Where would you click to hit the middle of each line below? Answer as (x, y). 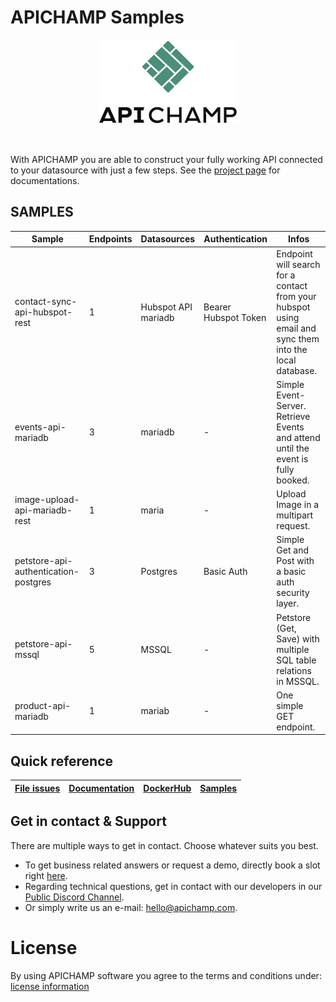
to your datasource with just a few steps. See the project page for (145, 170)
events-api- (40, 427)
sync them (298, 338)
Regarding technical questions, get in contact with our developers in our (173, 886)
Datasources (168, 239)
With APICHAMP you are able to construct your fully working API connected (166, 159)
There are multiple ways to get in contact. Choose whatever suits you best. (164, 845)
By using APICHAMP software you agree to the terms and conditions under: (166, 975)
